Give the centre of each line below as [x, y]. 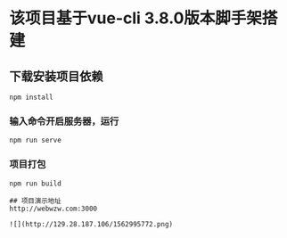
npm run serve [36, 140]
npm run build [36, 184]
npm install [31, 97]
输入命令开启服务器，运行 [64, 121]
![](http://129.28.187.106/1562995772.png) [91, 224]
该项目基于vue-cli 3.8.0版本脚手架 [136, 18]
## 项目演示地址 [35, 201]
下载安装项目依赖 [56, 76]
